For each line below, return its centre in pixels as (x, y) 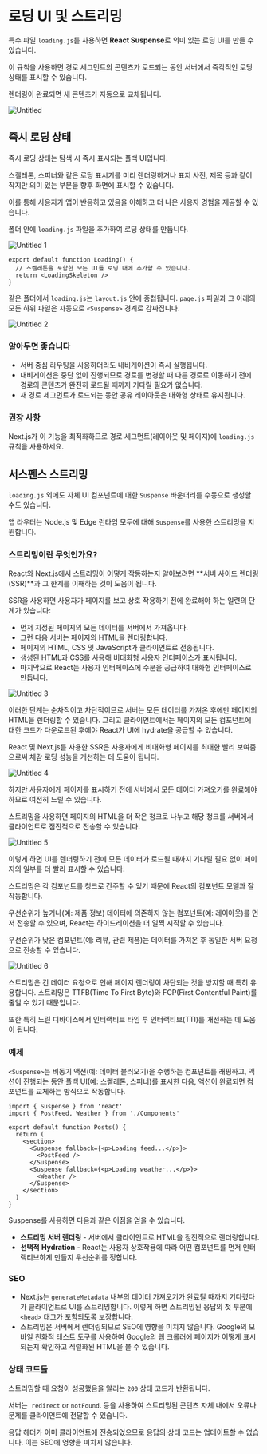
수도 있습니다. (30, 505)
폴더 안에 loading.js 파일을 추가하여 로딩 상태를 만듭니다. (98, 229)
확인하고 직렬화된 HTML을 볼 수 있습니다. (105, 1347)
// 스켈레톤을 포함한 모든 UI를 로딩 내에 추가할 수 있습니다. (103, 268)
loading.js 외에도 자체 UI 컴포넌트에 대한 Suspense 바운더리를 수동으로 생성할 (130, 495)
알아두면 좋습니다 (39, 346)
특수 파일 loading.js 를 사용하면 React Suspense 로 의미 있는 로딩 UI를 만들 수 (131, 40)
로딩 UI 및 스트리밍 (65, 16)
